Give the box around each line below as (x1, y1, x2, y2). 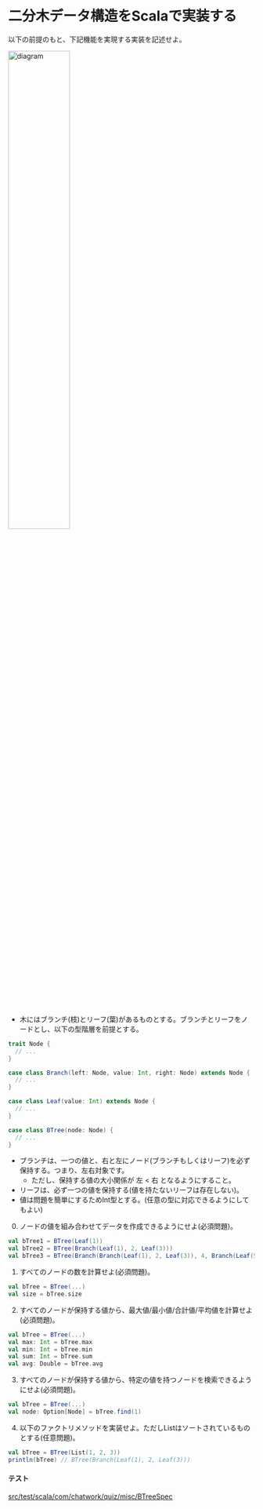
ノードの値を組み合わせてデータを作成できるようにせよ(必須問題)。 (19, 1222, 237, 1231)
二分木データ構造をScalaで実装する (8, 7, 237, 25)
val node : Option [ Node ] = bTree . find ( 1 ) (8, 1408, 142, 1416)
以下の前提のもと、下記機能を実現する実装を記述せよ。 (8, 35, 186, 44)
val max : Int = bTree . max (8, 1338, 92, 1346)
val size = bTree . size (8, 1290, 82, 1298)
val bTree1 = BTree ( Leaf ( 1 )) (8, 1237, 103, 1245)
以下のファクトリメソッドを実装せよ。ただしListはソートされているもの (19, 1423, 250, 1432)
